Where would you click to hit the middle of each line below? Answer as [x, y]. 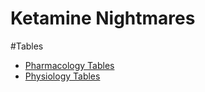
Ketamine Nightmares [103, 18]
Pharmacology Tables [69, 65]
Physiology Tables [62, 76]
